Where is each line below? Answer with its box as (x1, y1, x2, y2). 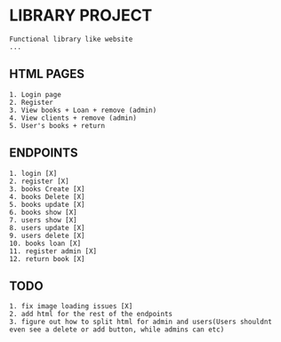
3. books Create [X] (9, 184, 86, 194)
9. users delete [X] (9, 231, 86, 240)
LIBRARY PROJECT (9, 5, 153, 26)
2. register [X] (9, 177, 69, 186)
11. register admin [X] (9, 246, 98, 256)
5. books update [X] (9, 200, 86, 209)
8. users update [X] (9, 223, 86, 232)
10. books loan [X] (9, 239, 82, 248)
